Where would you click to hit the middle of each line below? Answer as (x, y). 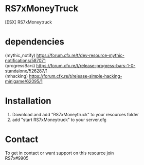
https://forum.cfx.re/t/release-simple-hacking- (76, 76)
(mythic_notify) (20, 55)
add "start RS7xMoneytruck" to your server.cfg (59, 120)
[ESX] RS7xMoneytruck (28, 22)
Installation (28, 101)
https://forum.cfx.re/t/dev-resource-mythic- (81, 55)
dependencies (35, 42)
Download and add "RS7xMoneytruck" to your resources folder (75, 114)
